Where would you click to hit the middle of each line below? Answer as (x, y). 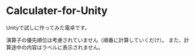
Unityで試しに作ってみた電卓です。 (48, 27)
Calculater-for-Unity (57, 11)
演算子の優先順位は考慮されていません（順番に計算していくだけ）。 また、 (95, 40)
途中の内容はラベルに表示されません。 (57, 47)
